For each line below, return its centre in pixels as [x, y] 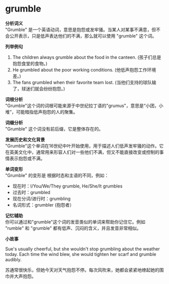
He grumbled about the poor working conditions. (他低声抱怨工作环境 [84, 70]
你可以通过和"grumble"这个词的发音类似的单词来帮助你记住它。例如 [75, 222]
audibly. [13, 259]
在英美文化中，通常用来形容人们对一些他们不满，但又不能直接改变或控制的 [82, 152]
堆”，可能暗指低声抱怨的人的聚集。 [41, 112]
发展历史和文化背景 [25, 139]
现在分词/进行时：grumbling [41, 199]
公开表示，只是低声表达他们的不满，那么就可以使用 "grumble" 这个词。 [83, 36]
